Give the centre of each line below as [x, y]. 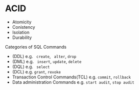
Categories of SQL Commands [36, 47]
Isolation [21, 32]
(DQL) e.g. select [31, 67]
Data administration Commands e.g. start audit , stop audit [73, 82]
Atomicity [22, 22]
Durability [22, 37]
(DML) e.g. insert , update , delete [47, 61]
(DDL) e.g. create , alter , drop [44, 56]
